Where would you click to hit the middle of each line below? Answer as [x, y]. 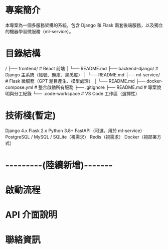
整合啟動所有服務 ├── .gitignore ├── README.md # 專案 [98, 87]
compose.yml [19, 87]
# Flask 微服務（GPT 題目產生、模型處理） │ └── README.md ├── [75, 81]
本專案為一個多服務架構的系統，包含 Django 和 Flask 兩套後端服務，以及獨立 [84, 25]
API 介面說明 [31, 215]
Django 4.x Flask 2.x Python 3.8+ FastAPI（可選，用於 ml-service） [75, 131]
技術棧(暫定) [31, 116]
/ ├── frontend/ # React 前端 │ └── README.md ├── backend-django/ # [82, 68]
